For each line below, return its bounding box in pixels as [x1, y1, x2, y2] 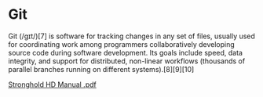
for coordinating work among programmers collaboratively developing [8, 39, 236, 48]
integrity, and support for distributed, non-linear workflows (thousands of [8, 56, 246, 66]
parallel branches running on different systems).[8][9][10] [8, 64, 195, 74]
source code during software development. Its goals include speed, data [8, 48, 243, 57]
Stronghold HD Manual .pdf [8, 80, 97, 89]
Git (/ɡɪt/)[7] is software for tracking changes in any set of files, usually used [8, 31, 255, 41]
